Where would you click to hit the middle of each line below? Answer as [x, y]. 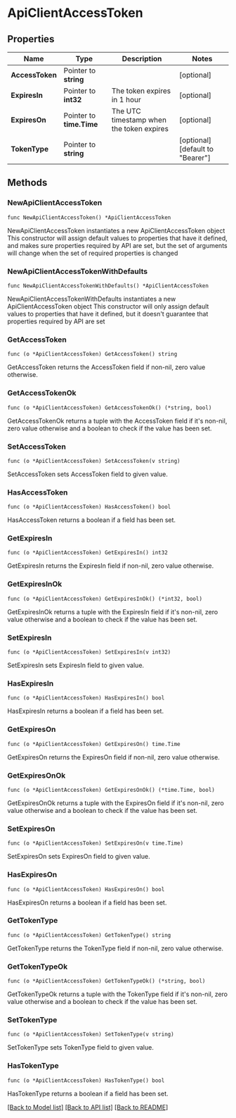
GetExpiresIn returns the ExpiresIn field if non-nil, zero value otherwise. [111, 566]
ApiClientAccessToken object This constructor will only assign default [108, 306]
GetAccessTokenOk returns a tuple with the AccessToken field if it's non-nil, [117, 421]
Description [142, 59]
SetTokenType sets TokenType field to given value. [81, 1048]
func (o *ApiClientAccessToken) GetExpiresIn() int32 [88, 553]
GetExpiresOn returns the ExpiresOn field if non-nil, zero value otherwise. [113, 757]
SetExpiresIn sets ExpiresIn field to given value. [76, 665]
